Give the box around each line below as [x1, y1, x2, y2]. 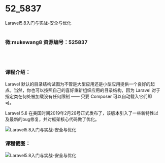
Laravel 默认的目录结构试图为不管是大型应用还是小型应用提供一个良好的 [5, 81, 151, 87]
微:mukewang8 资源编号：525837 [5, 39, 88, 45]
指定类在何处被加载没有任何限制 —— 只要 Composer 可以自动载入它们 [5, 93, 148, 99]
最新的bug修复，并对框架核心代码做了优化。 [9, 116, 99, 122]
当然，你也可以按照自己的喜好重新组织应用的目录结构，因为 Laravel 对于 [13, 87, 161, 93]
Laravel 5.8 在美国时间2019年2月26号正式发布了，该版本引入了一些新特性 [5, 110, 154, 116]
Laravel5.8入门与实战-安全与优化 [5, 20, 71, 26]
